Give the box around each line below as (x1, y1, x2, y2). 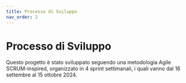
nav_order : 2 (6, 14, 38, 20)
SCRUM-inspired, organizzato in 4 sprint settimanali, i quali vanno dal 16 (6, 65, 181, 72)
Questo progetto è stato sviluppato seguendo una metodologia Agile (6, 59, 171, 66)
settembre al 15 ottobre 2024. (6, 71, 77, 78)
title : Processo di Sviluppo (6, 8, 77, 15)
